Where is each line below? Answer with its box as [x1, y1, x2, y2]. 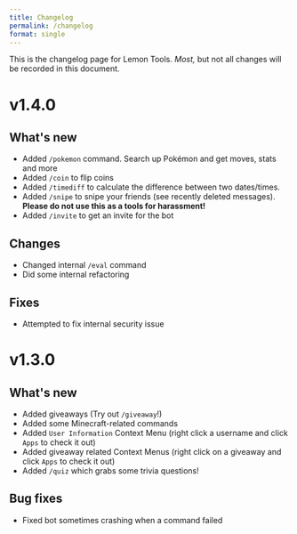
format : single [9, 29, 66, 38]
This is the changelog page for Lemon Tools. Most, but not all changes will [9, 54, 282, 65]
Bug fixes [9, 491, 63, 506]
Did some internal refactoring [21, 269, 130, 280]
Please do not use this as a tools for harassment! [21, 201, 206, 212]
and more [21, 163, 58, 174]
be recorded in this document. [9, 63, 120, 74]
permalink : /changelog [9, 21, 93, 30]
